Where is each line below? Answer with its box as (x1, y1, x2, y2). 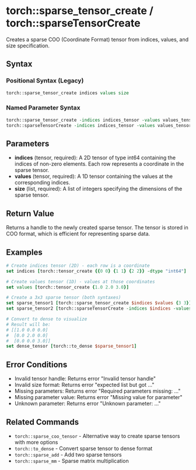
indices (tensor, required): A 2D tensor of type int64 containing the (14, 154, 176, 162)
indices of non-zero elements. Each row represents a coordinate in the (14, 160, 184, 167)
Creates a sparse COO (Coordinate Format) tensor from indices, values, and (6, 36, 188, 43)
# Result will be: (6, 321, 51, 327)
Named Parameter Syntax (6, 104, 80, 112)
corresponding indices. (14, 179, 71, 186)
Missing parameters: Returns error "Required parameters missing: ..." (14, 387, 181, 394)
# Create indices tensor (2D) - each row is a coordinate (6, 262, 150, 269)
